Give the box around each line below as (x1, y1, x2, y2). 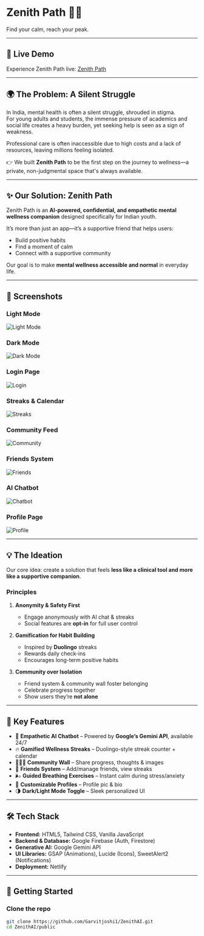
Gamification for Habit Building (15, 632, 95, 639)
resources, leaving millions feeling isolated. (6, 146, 114, 153)
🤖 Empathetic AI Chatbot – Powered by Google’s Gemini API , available (15, 733, 193, 740)
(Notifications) (15, 856, 52, 864)
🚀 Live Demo (6, 49, 55, 60)
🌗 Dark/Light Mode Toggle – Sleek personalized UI (15, 787, 145, 795)
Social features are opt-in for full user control (24, 620, 138, 627)
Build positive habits (15, 237, 66, 244)
